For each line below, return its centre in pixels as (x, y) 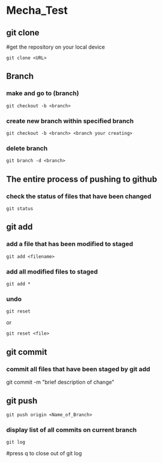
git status (20, 208)
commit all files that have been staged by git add (78, 369)
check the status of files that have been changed (79, 196)
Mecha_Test (37, 10)
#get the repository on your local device (56, 47)
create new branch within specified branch (70, 121)
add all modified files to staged (52, 272)
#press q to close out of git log (44, 453)
